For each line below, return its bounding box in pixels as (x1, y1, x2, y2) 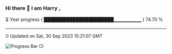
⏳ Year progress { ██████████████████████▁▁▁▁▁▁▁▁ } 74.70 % (5, 16, 163, 22)
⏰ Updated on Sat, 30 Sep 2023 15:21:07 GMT (5, 33, 103, 39)
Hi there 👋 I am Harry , (5, 5, 61, 12)
